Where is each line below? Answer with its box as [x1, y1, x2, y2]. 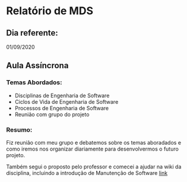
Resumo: [6, 126, 33, 134]
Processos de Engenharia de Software [14, 104, 109, 111]
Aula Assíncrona [6, 60, 69, 71]
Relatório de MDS [6, 4, 94, 18]
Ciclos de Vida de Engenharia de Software [14, 98, 119, 105]
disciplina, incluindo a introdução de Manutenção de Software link [6, 169, 168, 176]
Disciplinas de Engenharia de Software [14, 92, 110, 99]
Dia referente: [6, 28, 58, 38]
